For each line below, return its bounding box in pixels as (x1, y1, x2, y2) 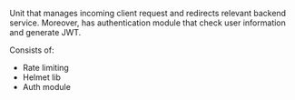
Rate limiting (22, 63, 70, 73)
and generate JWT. (9, 27, 82, 37)
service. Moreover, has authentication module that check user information (9, 17, 286, 28)
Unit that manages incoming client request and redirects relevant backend (9, 8, 287, 18)
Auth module (22, 82, 71, 92)
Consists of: (9, 45, 54, 55)
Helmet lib (22, 72, 62, 83)
